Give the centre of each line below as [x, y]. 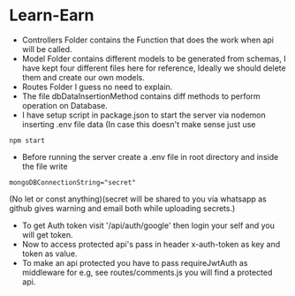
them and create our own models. [83, 77]
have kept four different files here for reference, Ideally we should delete [154, 68]
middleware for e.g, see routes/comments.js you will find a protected [147, 272]
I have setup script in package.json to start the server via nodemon [144, 115]
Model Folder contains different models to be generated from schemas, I [154, 58]
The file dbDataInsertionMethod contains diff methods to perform [141, 96]
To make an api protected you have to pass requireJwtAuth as [135, 262]
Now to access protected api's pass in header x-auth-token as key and [151, 244]
